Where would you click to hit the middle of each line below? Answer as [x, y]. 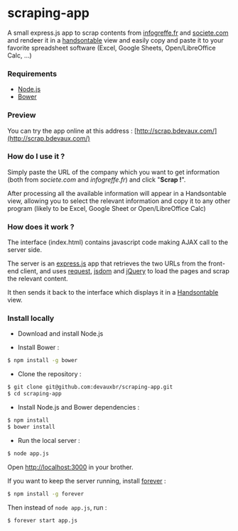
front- [217, 263]
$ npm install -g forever [45, 494]
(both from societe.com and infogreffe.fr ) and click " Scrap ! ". [97, 180]
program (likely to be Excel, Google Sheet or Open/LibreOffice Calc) [107, 208]
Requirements [32, 74]
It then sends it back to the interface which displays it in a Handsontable [113, 292]
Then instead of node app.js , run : [57, 507]
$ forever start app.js [43, 520]
